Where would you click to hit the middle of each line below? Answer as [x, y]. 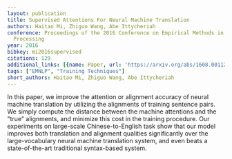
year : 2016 [23, 45]
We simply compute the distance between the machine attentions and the [112, 112]
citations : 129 [29, 59]
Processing [29, 39]
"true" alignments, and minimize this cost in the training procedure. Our [108, 119]
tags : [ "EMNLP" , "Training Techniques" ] [66, 71]
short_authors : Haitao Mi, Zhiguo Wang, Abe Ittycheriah [91, 77]
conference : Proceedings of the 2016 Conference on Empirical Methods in [116, 33]
